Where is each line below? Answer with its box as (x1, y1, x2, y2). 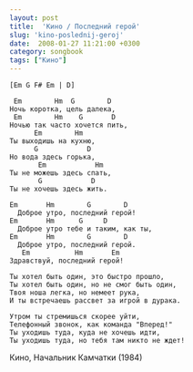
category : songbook (9, 47, 84, 57)
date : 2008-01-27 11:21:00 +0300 (9, 38, 141, 48)
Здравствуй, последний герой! (9, 256, 125, 265)
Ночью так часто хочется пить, (9, 120, 128, 129)
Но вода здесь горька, (9, 152, 96, 161)
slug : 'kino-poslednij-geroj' (9, 30, 125, 39)
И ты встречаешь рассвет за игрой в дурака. (9, 296, 181, 305)
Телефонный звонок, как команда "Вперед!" (9, 320, 173, 329)
